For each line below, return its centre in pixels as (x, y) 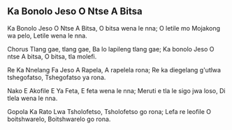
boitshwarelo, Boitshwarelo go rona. (59, 119)
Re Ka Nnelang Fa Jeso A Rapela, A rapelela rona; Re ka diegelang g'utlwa (114, 70)
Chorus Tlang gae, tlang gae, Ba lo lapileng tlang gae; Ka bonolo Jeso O (111, 49)
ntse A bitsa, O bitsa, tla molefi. (52, 56)
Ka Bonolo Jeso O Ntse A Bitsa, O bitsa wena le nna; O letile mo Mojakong (114, 28)
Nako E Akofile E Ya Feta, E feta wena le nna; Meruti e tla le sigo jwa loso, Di (116, 90)
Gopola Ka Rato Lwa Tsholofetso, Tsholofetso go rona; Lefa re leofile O (109, 111)
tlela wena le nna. (32, 98)
